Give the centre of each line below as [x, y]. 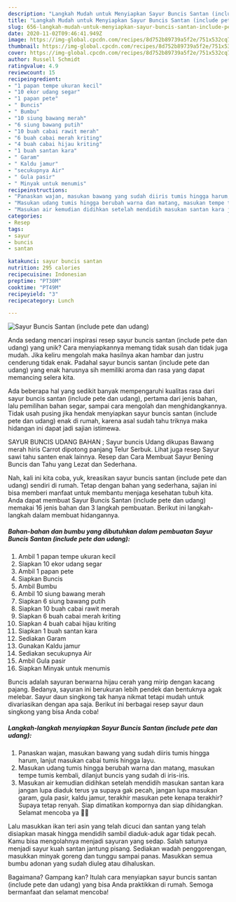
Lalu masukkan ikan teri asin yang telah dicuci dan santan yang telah [107, 826]
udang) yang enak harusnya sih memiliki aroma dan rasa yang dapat [106, 370]
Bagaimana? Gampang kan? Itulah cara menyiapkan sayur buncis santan [112, 877]
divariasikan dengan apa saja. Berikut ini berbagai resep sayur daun [106, 704]
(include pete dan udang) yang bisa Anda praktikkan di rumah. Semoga [111, 884]
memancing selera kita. [42, 378]
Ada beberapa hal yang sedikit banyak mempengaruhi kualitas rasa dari [111, 391]
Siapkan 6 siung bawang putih [62, 602]
